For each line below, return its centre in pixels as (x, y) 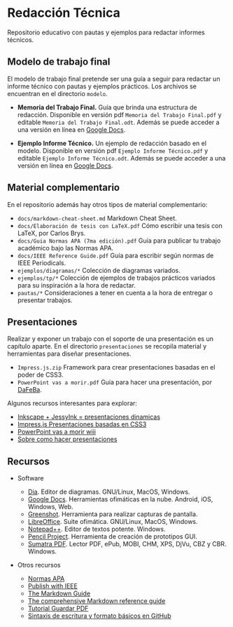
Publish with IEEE (53, 586)
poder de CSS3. (40, 375)
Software (30, 478)
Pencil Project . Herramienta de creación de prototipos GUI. (113, 537)
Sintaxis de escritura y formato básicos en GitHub (99, 616)
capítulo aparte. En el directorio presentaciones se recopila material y (107, 346)
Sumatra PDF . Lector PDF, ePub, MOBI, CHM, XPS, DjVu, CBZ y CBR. (127, 544)
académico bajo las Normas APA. (65, 248)
